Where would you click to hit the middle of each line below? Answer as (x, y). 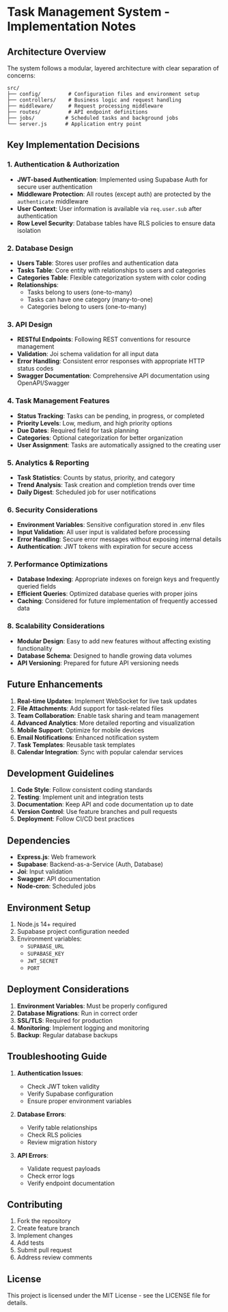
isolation (29, 230)
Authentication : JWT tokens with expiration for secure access (105, 547)
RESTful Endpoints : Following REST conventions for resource (104, 339)
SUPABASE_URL (46, 947)
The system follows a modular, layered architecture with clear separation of (113, 68)
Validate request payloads (64, 1168)
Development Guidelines (61, 773)
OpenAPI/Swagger (43, 383)
